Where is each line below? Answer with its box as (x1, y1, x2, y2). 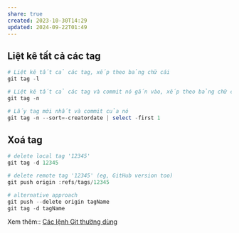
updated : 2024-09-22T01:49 (7, 23, 87, 31)
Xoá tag (7, 134, 43, 146)
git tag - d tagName (7, 205, 65, 212)
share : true (7, 10, 43, 18)
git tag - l (7, 75, 40, 82)
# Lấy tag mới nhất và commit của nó (7, 107, 129, 114)
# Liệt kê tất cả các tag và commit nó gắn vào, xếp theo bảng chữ (7, 88, 228, 95)
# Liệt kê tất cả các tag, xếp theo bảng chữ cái (7, 69, 171, 76)
